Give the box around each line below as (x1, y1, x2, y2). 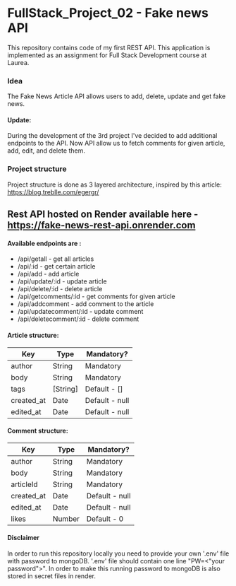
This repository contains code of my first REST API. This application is (7, 43, 211, 52)
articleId (11, 479, 38, 489)
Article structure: (7, 331, 59, 339)
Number (52, 514, 80, 524)
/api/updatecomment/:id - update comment (17, 307, 144, 316)
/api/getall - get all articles (17, 254, 94, 263)
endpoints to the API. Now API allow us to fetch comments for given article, (7, 139, 225, 148)
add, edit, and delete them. (7, 146, 86, 155)
